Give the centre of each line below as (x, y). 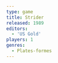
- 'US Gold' (27, 34)
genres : (16, 46)
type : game (20, 12)
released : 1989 (25, 23)
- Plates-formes (32, 51)
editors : (17, 28)
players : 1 (20, 40)
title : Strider (25, 17)
